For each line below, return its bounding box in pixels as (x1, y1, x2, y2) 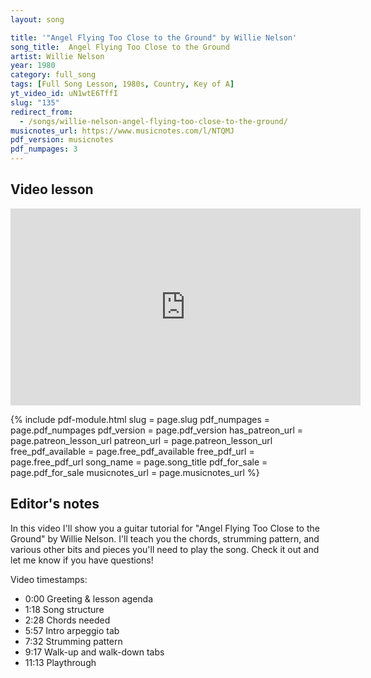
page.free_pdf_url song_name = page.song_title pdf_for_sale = (10, 456, 268, 468)
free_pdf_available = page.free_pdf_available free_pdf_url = (10, 445, 255, 457)
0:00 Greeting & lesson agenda (24, 592, 154, 605)
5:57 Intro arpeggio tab (24, 624, 120, 636)
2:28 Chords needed (24, 614, 111, 626)
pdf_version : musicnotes (10, 135, 114, 145)
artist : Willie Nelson (10, 51, 105, 61)
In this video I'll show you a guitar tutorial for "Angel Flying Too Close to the (10, 522, 320, 534)
